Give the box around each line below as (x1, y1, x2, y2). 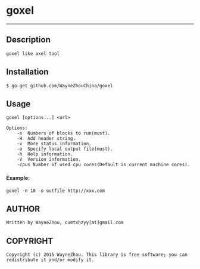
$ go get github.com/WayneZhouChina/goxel (6, 82, 113, 88)
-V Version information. (17, 157, 82, 163)
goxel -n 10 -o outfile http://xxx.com (6, 188, 105, 194)
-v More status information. (17, 141, 92, 147)
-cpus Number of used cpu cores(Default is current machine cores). (17, 162, 190, 168)
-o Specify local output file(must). (17, 146, 113, 152)
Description (6, 35, 51, 45)
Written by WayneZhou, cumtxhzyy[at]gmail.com (6, 219, 124, 226)
